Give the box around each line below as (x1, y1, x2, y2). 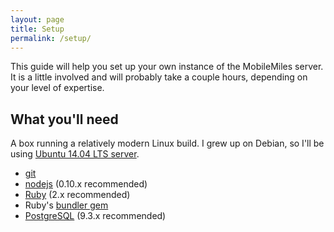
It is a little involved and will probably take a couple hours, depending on (10, 71, 308, 83)
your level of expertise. (10, 82, 105, 94)
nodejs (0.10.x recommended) (24, 178, 148, 190)
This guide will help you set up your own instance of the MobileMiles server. (10, 61, 324, 73)
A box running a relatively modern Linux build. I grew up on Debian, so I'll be (10, 137, 325, 150)
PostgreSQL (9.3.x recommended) (24, 210, 167, 222)
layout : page (10, 14, 65, 25)
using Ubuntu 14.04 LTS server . (10, 148, 140, 160)
